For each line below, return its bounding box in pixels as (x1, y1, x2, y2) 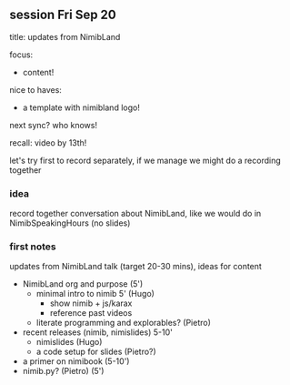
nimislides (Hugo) (35, 337, 103, 348)
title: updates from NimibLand (9, 31, 121, 42)
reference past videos (49, 308, 133, 319)
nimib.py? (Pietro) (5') (22, 366, 105, 377)
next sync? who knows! (9, 119, 98, 130)
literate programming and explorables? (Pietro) (35, 318, 212, 329)
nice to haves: (9, 84, 62, 95)
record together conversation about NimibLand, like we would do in (9, 208, 262, 219)
